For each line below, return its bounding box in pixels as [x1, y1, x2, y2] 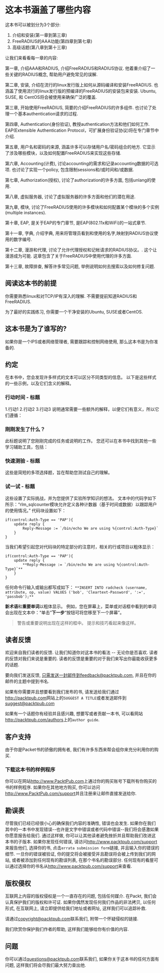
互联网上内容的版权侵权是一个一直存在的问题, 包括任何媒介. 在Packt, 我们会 [5, 893, 157, 899]
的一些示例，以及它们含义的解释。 [5, 380, 74, 386]
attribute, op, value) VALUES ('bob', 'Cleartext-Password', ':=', [5, 590, 146, 595]
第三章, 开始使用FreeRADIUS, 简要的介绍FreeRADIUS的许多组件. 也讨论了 [5, 104, 153, 111]
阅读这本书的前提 [5, 279, 57, 287]
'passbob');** [5, 594, 34, 599]
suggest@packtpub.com [5, 701, 55, 707]
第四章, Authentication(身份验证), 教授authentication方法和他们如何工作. [5, 121, 150, 127]
